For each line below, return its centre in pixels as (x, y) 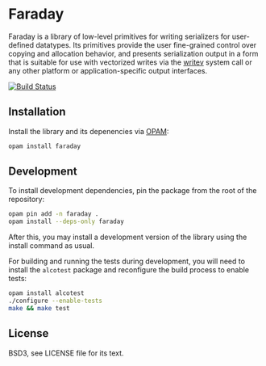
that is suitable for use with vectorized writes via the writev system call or (130, 62)
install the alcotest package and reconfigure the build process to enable (129, 270)
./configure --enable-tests (56, 301)
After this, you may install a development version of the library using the (128, 237)
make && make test (39, 308)
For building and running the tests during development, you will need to (127, 261)
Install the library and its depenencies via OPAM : (89, 131)
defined (21, 44)
